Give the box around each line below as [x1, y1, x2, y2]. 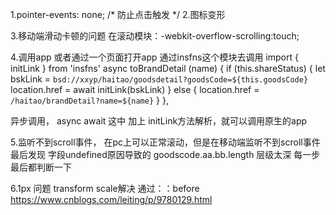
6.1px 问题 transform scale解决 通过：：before [10, 183, 200, 194]
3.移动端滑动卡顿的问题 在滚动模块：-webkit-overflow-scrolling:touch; [10, 30, 300, 42]
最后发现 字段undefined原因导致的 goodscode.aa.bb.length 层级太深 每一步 [10, 149, 321, 160]
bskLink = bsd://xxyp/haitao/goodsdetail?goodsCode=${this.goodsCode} [10, 73, 309, 85]
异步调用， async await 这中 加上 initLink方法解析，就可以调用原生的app [10, 115, 308, 127]
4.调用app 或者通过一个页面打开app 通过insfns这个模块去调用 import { [10, 51, 299, 63]
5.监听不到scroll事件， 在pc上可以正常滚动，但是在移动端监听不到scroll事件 [10, 136, 321, 148]
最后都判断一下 [10, 161, 72, 173]
